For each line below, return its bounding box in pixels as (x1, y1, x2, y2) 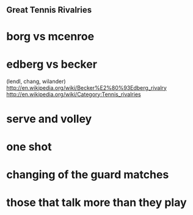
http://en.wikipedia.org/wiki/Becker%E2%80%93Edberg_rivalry (6, 84, 167, 91)
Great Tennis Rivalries (6, 5, 92, 15)
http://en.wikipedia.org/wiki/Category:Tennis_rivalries (6, 90, 142, 98)
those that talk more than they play (6, 195, 188, 210)
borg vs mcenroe (6, 29, 95, 43)
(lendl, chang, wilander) (6, 78, 66, 85)
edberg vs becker (6, 57, 98, 71)
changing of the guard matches (6, 168, 169, 182)
